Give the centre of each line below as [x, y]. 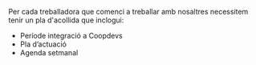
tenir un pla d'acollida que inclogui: [66, 20]
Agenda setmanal [49, 53]
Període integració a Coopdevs [71, 36]
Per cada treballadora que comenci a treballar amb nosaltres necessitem [128, 12]
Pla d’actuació [43, 44]
